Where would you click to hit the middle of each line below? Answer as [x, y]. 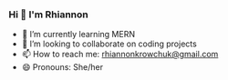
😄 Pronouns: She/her [62, 67]
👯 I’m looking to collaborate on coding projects [109, 44]
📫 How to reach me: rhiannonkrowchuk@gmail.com [120, 55]
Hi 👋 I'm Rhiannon [48, 15]
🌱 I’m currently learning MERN [78, 35]
